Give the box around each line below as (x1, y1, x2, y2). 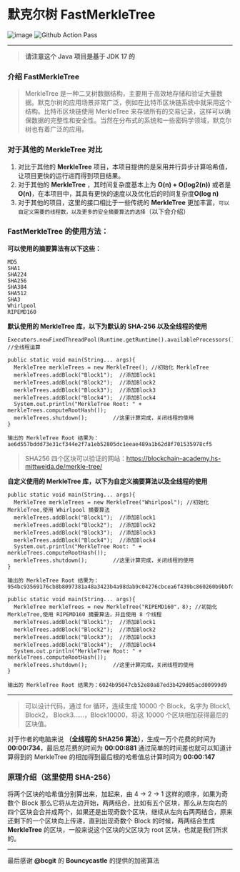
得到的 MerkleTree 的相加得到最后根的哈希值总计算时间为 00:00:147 (13, 752, 216, 761)
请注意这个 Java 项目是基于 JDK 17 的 (24, 51, 136, 61)
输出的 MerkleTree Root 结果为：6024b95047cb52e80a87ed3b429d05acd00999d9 (7, 681, 227, 688)
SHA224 (7, 271, 27, 278)
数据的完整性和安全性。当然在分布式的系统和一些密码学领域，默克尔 (31, 116, 232, 125)
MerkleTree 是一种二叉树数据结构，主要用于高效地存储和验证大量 (24, 89, 216, 98)
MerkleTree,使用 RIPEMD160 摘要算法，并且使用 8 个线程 (7, 610, 162, 618)
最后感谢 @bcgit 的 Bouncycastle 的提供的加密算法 (7, 856, 159, 865)
